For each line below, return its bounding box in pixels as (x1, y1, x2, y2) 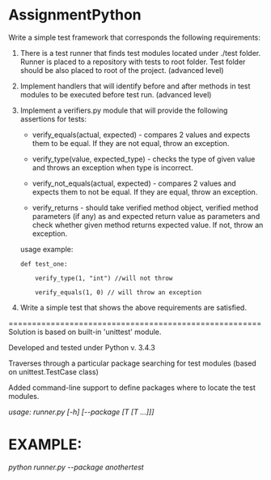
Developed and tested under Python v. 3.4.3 (8, 342, 155, 352)
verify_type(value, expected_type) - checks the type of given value (32, 154, 256, 164)
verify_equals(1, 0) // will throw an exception (35, 288, 202, 297)
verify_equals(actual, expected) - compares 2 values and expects (32, 130, 251, 139)
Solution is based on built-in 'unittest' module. (8, 327, 162, 336)
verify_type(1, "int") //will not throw (35, 274, 173, 282)
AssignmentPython (8, 6, 142, 24)
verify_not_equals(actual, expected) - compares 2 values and (32, 178, 236, 188)
